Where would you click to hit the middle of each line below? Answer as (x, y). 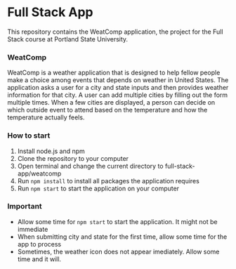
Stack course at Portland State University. (68, 39)
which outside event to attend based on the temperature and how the (107, 110)
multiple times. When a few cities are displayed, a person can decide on (111, 103)
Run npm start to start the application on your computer (98, 188)
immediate (33, 229)
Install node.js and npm (51, 151)
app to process (39, 244)
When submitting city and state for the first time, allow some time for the (122, 237)
